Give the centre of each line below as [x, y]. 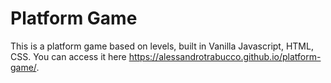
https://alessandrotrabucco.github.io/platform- [225, 56]
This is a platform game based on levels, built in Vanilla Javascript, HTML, [162, 46]
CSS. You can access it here [68, 56]
